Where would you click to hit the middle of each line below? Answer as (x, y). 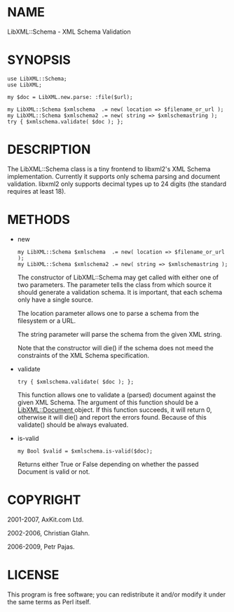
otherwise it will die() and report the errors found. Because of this (112, 417)
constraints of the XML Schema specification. (83, 355)
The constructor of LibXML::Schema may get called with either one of (118, 277)
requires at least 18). (37, 191)
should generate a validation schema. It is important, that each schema (120, 292)
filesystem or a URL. (47, 321)
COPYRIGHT (44, 500)
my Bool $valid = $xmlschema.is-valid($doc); (85, 451)
